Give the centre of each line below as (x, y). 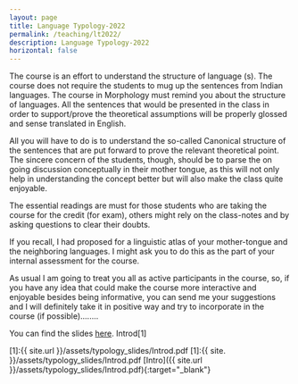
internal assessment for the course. (74, 261)
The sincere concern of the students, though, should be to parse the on (141, 160)
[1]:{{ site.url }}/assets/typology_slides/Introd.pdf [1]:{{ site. (117, 351)
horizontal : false (43, 51)
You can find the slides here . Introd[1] (78, 334)
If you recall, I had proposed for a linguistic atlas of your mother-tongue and (149, 242)
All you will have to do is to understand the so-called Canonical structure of (148, 141)
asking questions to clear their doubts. (80, 225)
